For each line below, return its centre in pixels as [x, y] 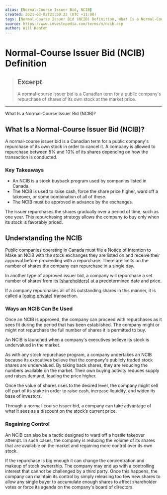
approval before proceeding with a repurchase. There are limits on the [77, 261]
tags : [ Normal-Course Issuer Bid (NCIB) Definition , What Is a [72, 19]
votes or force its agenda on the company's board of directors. [70, 487]
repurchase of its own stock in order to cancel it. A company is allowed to [80, 146]
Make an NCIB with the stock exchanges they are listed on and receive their [83, 255]
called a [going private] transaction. [42, 296]
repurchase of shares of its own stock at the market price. [77, 99]
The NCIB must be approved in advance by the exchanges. [73, 202]
